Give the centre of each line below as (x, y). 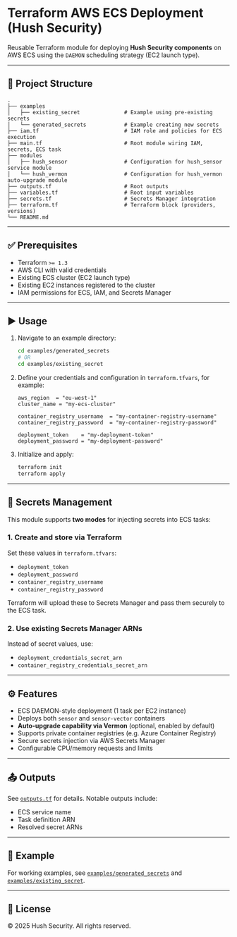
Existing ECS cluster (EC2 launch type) (74, 277)
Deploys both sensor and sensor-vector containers (91, 718)
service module (30, 168)
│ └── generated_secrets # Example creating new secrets (113, 125)
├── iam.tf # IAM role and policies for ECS (115, 131)
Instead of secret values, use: (50, 644)
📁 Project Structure (50, 84)
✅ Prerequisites (42, 246)
